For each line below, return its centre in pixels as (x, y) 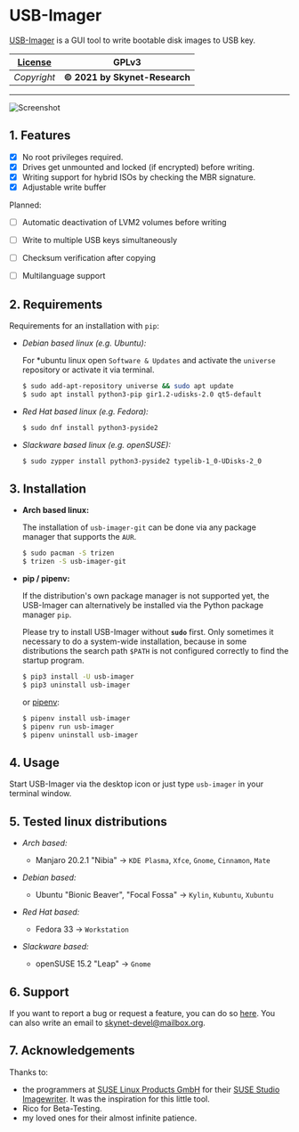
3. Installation (48, 489)
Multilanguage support (64, 276)
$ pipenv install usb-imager (76, 718)
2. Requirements (56, 304)
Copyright (35, 77)
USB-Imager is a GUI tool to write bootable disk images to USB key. (133, 40)
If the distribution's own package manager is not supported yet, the (145, 596)
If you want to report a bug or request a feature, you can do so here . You (142, 1013)
